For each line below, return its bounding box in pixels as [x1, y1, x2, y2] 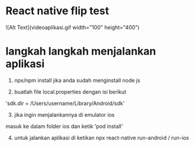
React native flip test [5, 4, 109, 18]
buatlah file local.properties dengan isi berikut [14, 88, 127, 95]
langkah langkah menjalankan [5, 44, 156, 58]
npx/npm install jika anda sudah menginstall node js [14, 76, 140, 84]
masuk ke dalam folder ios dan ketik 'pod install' [5, 123, 123, 130]
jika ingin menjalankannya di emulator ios [14, 111, 115, 118]
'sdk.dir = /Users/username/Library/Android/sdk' [5, 100, 125, 107]
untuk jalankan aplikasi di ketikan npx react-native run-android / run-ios [14, 134, 189, 141]
